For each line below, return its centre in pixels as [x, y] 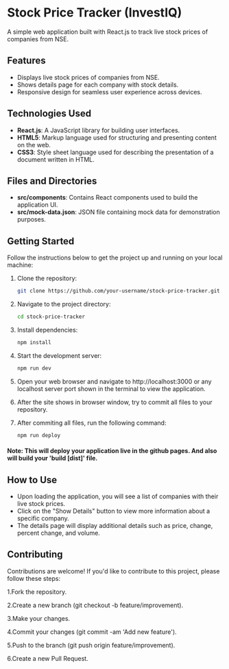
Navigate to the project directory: [64, 304]
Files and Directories [52, 181]
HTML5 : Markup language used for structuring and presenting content [117, 137]
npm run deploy [39, 435]
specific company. [43, 518]
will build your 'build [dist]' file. [52, 458]
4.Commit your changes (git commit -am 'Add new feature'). [92, 632]
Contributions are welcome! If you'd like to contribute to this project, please [113, 571]
